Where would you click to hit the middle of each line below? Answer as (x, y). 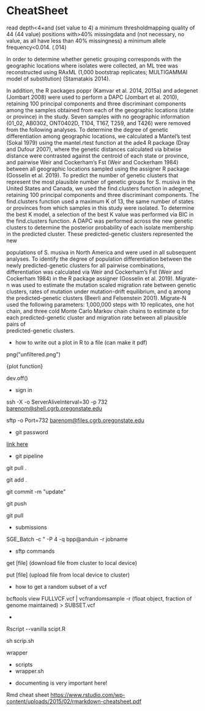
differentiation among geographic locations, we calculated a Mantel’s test (99, 136)
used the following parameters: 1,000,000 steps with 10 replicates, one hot (100, 304)
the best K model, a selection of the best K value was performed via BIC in (100, 214)
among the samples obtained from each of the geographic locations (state (100, 110)
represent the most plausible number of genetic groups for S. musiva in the (101, 182)
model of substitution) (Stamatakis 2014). (58, 79)
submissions (31, 527)
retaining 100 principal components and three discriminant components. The (103, 194)
